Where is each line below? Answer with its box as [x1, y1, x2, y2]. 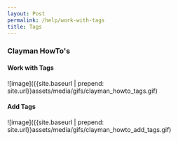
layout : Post [7, 10, 46, 17]
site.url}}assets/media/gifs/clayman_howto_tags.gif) [7, 87, 158, 95]
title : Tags [7, 23, 42, 30]
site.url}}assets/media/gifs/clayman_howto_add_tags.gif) [7, 125, 172, 133]
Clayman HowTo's [7, 46, 71, 56]
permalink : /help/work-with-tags [7, 17, 105, 24]
